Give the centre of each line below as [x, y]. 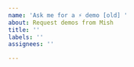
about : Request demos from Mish [61, 23]
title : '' [24, 30]
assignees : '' [31, 44]
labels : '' [26, 37]
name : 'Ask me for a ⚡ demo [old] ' [68, 15]
